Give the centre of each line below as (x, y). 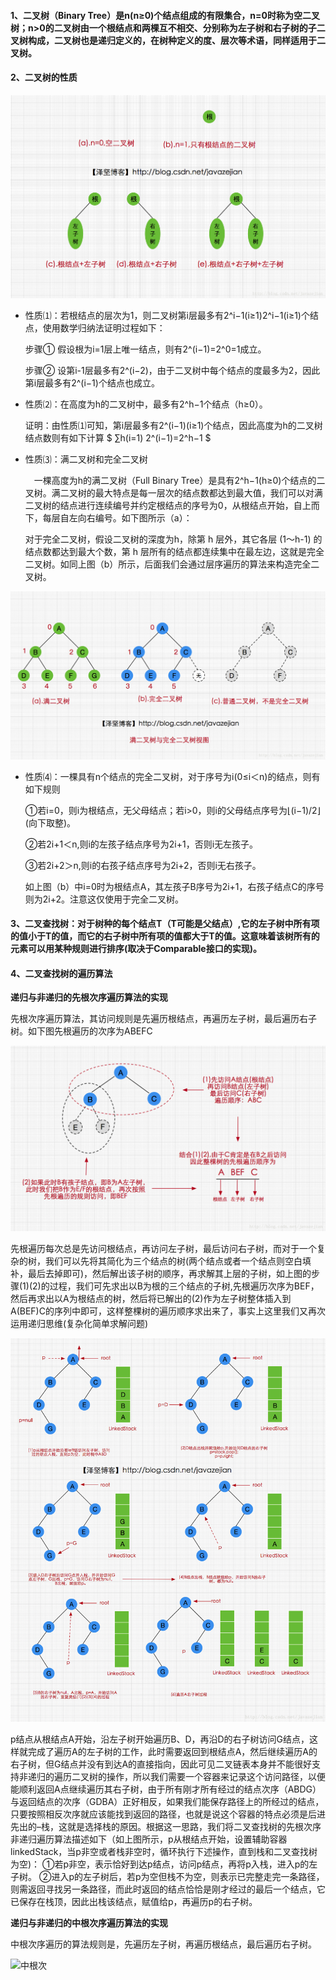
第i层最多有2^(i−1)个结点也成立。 (92, 383)
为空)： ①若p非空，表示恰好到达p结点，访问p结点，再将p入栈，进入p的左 (164, 1864)
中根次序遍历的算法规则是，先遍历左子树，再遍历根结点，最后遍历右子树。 (163, 1944)
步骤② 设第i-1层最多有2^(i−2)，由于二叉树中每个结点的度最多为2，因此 (172, 371)
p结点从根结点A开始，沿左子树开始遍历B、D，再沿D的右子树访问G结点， (160, 1739)
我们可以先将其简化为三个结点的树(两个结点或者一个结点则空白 (173, 1261)
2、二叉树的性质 (44, 77)
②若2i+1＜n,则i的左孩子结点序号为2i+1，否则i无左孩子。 (141, 844)
